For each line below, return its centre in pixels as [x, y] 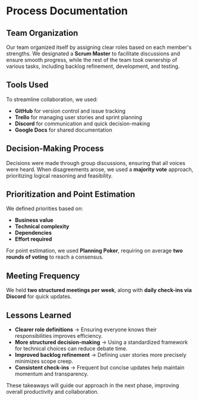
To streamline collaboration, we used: [52, 99]
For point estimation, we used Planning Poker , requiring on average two [94, 251]
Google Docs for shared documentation [64, 130]
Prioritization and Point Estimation [71, 195]
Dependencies [33, 233]
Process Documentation [67, 11]
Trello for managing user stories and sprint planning [78, 117]
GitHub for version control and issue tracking [70, 111]
